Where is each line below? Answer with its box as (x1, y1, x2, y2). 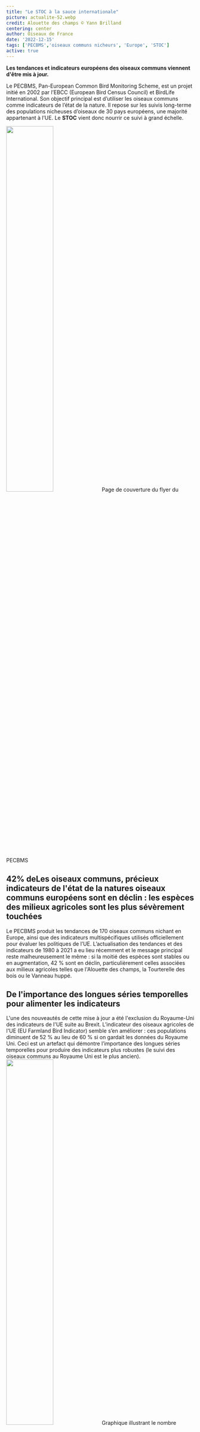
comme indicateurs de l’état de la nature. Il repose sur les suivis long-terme (6, 101, 192, 109)
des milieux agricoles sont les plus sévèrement (6, 902, 185, 912)
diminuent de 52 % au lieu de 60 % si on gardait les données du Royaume (6, 1034, 188, 1041)
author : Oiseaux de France (6, 31, 73, 37)
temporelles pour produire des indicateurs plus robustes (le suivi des (6, 1046, 176, 1054)
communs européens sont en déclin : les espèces (6, 893, 195, 903)
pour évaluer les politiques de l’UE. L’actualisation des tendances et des (6, 940, 183, 947)
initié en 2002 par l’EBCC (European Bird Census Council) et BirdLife (6, 88, 175, 96)
